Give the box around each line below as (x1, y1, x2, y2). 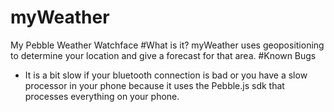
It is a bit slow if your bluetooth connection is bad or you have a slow (24, 69, 308, 81)
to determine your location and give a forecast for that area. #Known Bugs (10, 49, 317, 61)
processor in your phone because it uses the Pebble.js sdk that (24, 79, 285, 91)
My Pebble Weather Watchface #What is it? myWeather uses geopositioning (10, 39, 325, 51)
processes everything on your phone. (24, 90, 180, 102)
